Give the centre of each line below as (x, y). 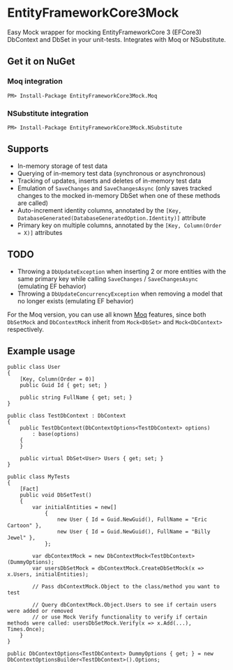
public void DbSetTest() (56, 495)
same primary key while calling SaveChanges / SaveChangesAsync (108, 279)
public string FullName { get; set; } (76, 398)
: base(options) (56, 434)
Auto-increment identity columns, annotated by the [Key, (99, 210)
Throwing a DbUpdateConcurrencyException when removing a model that (120, 294)
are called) (33, 203)
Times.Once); (26, 630)
